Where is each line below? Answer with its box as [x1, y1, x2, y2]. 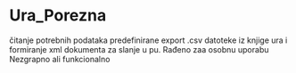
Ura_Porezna [9, 5, 107, 26]
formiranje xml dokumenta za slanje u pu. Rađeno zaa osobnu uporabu [9, 44, 269, 54]
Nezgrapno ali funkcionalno [9, 53, 111, 64]
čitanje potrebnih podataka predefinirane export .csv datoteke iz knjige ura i [9, 35, 288, 45]
